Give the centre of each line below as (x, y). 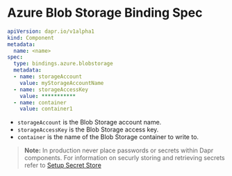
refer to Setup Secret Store (63, 166)
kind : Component (31, 38)
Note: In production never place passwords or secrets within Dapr (119, 150)
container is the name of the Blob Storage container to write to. (108, 137)
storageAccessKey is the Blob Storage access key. (88, 129)
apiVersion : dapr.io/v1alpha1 (51, 31)
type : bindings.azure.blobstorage (63, 64)
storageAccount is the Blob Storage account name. (89, 122)
